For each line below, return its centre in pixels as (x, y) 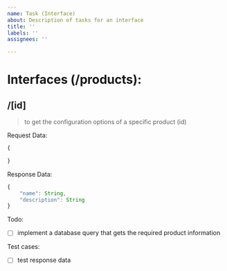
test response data (44, 260)
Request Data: (27, 135)
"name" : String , (43, 193)
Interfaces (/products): (74, 80)
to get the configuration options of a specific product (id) (105, 122)
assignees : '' (28, 40)
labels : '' (23, 33)
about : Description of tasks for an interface (75, 20)
